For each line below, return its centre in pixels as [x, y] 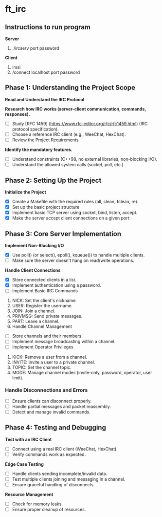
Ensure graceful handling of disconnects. [53, 485]
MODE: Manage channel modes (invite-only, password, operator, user [82, 372]
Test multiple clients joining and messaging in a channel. [69, 479]
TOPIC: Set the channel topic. [42, 367]
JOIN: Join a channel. [34, 311]
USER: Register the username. [42, 306]
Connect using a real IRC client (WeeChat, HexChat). [65, 449]
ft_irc [16, 9]
